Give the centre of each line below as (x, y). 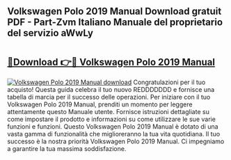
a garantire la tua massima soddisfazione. (67, 149)
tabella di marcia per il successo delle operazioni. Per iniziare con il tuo (109, 97)
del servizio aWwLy (50, 33)
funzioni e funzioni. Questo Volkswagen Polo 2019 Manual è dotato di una (113, 127)
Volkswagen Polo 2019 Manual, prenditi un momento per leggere (100, 104)
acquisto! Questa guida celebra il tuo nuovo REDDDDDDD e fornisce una (111, 89)
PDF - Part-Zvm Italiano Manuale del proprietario (115, 23)
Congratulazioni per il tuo (169, 82)
